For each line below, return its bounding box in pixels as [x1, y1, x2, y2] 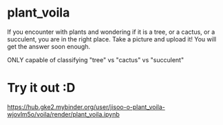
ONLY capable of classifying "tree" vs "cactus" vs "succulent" [7, 55, 184, 64]
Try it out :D [7, 80, 76, 96]
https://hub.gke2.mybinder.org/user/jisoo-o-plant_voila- [7, 102, 165, 111]
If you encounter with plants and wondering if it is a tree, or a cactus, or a [7, 28, 215, 36]
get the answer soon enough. [7, 42, 91, 50]
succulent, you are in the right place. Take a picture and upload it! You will [7, 35, 217, 43]
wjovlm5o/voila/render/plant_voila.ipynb [7, 110, 120, 118]
